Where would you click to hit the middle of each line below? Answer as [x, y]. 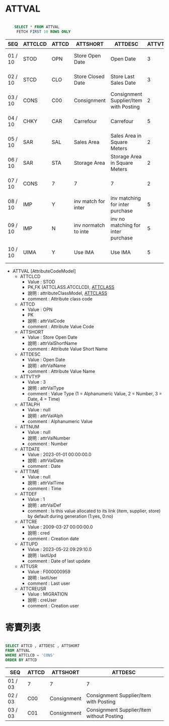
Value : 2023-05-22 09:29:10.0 [60, 549]
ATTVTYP [30, 377]
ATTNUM [29, 427]
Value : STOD [41, 282]
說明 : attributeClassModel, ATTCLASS [67, 293]
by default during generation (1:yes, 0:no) [70, 516]
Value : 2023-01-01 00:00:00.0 [59, 454]
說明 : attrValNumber [49, 438]
